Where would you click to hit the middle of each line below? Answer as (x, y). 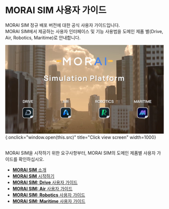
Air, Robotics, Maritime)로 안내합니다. (43, 38)
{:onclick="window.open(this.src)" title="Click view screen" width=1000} (81, 137)
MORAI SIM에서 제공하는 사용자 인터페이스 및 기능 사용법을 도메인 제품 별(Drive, (84, 31)
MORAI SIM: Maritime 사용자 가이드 (49, 201)
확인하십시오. (31, 159)
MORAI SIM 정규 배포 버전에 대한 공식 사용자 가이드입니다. (63, 25)
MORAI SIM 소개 (29, 170)
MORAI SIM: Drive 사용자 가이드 (45, 182)
